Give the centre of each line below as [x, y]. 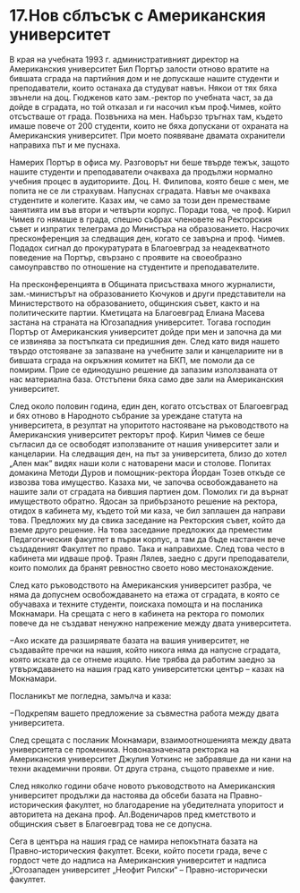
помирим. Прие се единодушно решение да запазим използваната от [143, 370]
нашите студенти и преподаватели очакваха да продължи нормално [141, 172]
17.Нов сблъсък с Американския [137, 16]
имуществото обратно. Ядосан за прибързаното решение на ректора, [144, 501]
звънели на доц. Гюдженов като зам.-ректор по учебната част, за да [141, 97]
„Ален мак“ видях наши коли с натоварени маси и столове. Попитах [140, 463]
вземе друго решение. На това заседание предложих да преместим [141, 530]
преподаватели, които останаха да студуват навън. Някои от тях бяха [143, 88]
